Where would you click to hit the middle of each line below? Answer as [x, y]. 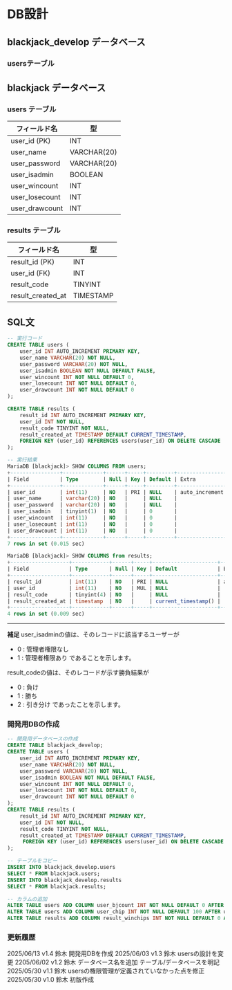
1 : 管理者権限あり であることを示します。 [76, 658]
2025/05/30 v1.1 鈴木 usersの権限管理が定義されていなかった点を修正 [106, 971]
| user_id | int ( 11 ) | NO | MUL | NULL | [114, 588]
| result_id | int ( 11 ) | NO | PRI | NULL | [114, 582]
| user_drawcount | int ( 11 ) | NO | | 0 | [92, 531]
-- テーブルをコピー [32, 861]
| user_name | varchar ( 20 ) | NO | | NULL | [92, 499]
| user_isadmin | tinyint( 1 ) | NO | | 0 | [92, 512]
